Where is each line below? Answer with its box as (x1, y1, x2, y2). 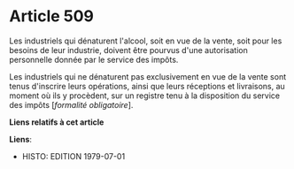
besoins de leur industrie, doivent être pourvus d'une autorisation (9, 44, 248, 55)
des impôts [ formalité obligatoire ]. (9, 99, 134, 110)
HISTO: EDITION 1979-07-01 (21, 150, 126, 161)
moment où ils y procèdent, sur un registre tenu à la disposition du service (9, 90, 281, 101)
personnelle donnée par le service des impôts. (9, 54, 179, 65)
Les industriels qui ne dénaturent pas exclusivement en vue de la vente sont (9, 71, 287, 81)
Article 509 (9, 6, 95, 27)
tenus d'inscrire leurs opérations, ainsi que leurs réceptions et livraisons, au (9, 81, 285, 91)
